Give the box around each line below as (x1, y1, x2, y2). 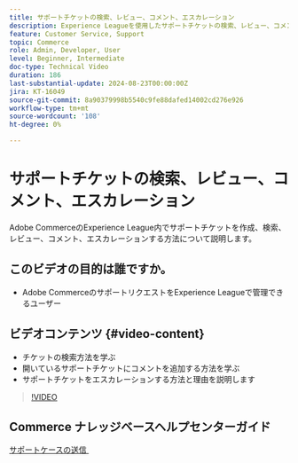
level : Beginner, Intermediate (9, 54, 125, 63)
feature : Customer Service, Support (9, 29, 145, 38)
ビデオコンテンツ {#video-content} (9, 326, 206, 341)
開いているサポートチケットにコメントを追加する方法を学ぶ (21, 363, 240, 373)
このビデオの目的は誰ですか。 (9, 262, 173, 277)
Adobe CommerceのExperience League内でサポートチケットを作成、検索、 (9, 222, 286, 232)
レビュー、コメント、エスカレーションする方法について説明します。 (9, 232, 257, 244)
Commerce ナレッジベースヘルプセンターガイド (9, 419, 271, 435)
